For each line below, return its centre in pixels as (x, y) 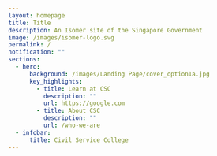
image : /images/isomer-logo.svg (61, 37)
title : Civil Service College (79, 140)
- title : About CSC (69, 111)
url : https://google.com (84, 103)
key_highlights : (56, 81)
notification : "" (37, 52)
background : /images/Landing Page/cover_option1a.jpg (120, 74)
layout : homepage (37, 15)
